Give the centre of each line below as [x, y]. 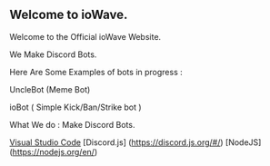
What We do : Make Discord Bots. [72, 124]
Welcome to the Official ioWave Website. [85, 36]
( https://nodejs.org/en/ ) [54, 151]
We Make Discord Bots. [53, 54]
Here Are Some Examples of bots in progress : [96, 72]
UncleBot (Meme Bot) [50, 89]
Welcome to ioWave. [69, 15]
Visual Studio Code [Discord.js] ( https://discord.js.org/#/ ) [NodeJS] [135, 142]
